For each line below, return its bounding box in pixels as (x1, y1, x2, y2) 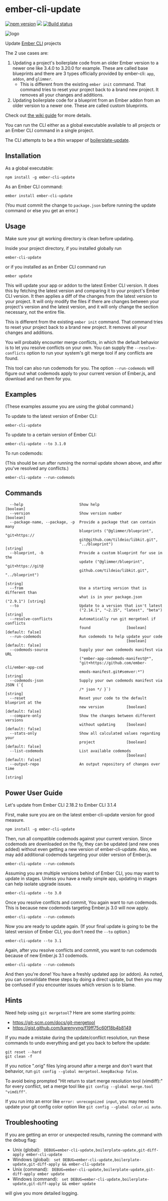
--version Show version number (10, 511, 122, 516)
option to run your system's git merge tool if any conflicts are (27, 350, 153, 356)
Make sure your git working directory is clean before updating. (5, 235, 134, 241)
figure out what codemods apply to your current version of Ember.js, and (5, 370, 156, 376)
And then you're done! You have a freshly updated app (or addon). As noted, (5, 971, 163, 977)
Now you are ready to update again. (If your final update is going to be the (5, 923, 158, 929)
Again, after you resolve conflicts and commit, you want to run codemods (5, 947, 157, 953)
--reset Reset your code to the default (10, 696, 147, 701)
